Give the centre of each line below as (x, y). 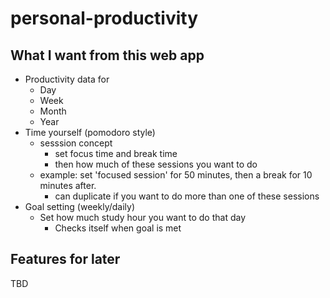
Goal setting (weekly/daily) (80, 206)
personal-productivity (104, 18)
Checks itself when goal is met (118, 228)
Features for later (65, 259)
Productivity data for (67, 79)
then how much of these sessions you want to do (156, 164)
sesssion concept (76, 143)
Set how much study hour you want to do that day (143, 217)
